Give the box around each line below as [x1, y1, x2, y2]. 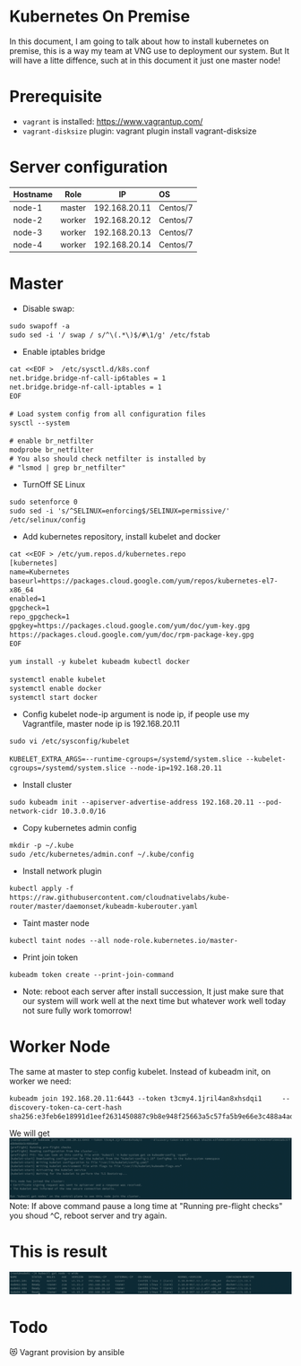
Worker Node [9, 1036, 110, 1057]
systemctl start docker [9, 693, 99, 702]
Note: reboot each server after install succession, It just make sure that [21, 986, 284, 997]
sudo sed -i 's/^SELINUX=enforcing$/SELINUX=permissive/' [9, 506, 230, 515]
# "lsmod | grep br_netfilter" [9, 463, 126, 472]
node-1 [13, 202, 43, 212]
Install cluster [21, 779, 73, 790]
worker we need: [9, 1076, 72, 1086]
